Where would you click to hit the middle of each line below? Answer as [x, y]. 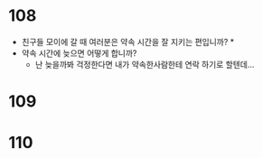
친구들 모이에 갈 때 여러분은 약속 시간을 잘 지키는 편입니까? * [128, 42]
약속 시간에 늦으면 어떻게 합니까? [79, 53]
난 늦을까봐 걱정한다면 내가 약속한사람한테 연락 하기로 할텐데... [145, 64]
